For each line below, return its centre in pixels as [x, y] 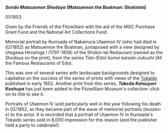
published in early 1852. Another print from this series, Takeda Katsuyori [81, 83]
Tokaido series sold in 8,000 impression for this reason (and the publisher [81, 120]
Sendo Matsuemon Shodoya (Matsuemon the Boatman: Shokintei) [76, 7]
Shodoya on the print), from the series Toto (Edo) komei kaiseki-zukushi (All [83, 58]
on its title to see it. [25, 94]
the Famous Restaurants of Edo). [39, 63]
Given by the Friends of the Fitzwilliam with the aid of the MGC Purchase [80, 27]
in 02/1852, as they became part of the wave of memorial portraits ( [75, 109]
